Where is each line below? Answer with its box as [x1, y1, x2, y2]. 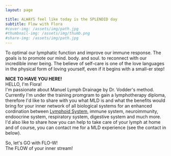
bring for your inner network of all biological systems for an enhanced [5, 103, 152, 109]
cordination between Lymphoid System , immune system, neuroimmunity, [5, 108, 158, 114]
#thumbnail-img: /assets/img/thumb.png [5, 31, 90, 36]
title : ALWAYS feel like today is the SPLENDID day [5, 16, 117, 22]
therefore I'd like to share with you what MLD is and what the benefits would [5, 97, 165, 103]
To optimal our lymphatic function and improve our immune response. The [5, 49, 162, 56]
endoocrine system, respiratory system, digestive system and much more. [5, 114, 162, 120]
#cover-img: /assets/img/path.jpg [5, 26, 79, 31]
